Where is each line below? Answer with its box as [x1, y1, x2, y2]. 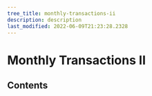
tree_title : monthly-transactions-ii [7, 10, 116, 17]
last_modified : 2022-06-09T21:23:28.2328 [7, 23, 129, 29]
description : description [7, 16, 82, 23]
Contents [7, 80, 48, 91]
